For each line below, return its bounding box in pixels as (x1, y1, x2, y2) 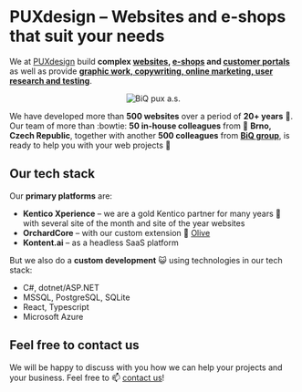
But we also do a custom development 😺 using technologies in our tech (9, 254, 283, 265)
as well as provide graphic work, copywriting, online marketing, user (9, 66, 274, 77)
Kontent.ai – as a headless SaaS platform (22, 237, 180, 248)
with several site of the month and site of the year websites (22, 217, 245, 229)
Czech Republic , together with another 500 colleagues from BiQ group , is (9, 129, 290, 140)
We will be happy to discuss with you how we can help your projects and (9, 362, 283, 373)
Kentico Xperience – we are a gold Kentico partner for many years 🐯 (22, 208, 281, 219)
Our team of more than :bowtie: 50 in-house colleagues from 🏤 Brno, (9, 120, 272, 131)
